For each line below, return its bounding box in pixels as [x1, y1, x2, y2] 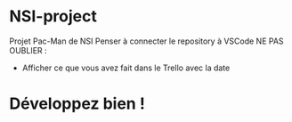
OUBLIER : [9, 45, 47, 55]
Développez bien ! [9, 94, 145, 114]
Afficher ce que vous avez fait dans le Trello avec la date [21, 62, 231, 73]
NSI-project [9, 6, 98, 27]
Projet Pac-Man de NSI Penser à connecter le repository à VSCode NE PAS [9, 36, 284, 46]
